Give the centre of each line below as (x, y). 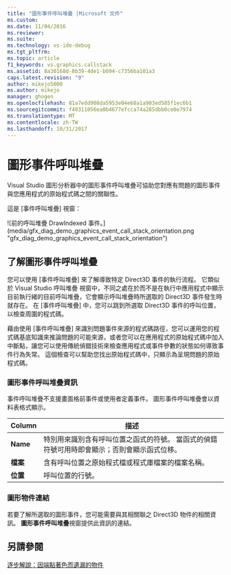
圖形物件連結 (29, 498)
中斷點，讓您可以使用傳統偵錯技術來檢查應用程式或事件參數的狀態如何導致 (112, 346)
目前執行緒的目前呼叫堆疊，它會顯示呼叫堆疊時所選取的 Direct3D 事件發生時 (114, 297)
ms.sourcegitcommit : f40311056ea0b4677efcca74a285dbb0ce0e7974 (100, 109)
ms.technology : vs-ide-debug (49, 45)
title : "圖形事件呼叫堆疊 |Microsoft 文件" (65, 13)
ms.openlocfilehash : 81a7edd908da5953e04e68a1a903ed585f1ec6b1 (100, 103)
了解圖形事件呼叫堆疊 (52, 261)
